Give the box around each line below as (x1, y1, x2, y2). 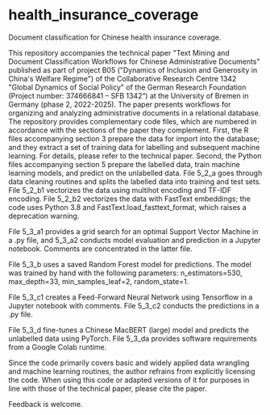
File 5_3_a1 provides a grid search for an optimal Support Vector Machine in (8, 226, 259, 236)
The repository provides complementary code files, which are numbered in (8, 116, 257, 126)
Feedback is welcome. (8, 399, 83, 409)
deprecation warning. (8, 211, 80, 220)
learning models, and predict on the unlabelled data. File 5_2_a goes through (8, 168, 263, 178)
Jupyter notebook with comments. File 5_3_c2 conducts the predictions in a (8, 300, 260, 310)
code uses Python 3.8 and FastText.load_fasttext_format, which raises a (8, 202, 247, 212)
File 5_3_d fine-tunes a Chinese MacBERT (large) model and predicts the (8, 325, 250, 334)
